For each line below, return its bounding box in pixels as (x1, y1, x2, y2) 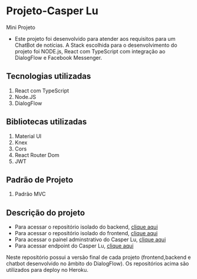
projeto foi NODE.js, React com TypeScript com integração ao (14, 47, 166, 54)
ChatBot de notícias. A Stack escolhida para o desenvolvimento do (14, 41, 177, 49)
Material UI (14, 132, 42, 140)
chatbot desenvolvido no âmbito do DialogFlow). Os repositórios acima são (6, 260, 189, 267)
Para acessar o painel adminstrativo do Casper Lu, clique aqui (14, 236, 166, 243)
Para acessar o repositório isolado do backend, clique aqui (14, 223, 158, 230)
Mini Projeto (6, 24, 35, 31)
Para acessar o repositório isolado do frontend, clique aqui (14, 230, 158, 237)
